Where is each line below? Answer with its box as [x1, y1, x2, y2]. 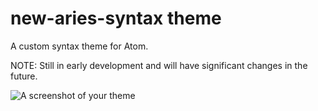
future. [10, 70, 38, 82]
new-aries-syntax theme [10, 7, 222, 30]
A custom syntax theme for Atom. [10, 40, 149, 52]
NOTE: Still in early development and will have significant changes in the [10, 59, 308, 71]
